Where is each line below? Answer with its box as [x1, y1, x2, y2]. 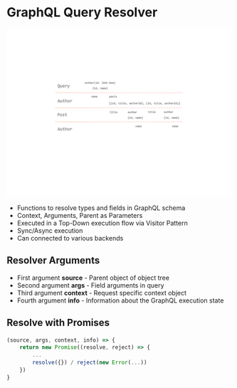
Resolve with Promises [6, 317, 110, 329]
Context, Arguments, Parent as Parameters [16, 211, 143, 219]
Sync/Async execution [16, 226, 83, 235]
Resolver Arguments [6, 254, 100, 267]
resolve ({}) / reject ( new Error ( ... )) [32, 359, 147, 367]
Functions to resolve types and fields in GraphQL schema [16, 204, 186, 212]
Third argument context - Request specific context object [16, 288, 186, 297]
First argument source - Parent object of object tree [16, 273, 170, 282]
